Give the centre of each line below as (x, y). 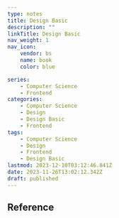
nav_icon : (22, 47)
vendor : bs (36, 54)
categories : (25, 99)
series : (19, 80)
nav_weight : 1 (28, 40)
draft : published (33, 178)
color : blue (38, 67)
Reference (31, 208)
